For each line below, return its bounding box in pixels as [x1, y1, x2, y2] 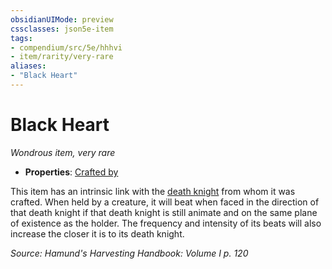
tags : [10, 33, 33, 43]
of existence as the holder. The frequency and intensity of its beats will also [10, 217, 322, 229]
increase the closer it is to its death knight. [10, 227, 185, 240]
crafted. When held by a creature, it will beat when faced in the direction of [10, 196, 320, 208]
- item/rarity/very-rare [10, 52, 114, 62]
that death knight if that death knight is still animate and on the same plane [10, 206, 318, 218]
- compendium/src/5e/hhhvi [10, 42, 123, 53]
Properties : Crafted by [24, 166, 119, 178]
